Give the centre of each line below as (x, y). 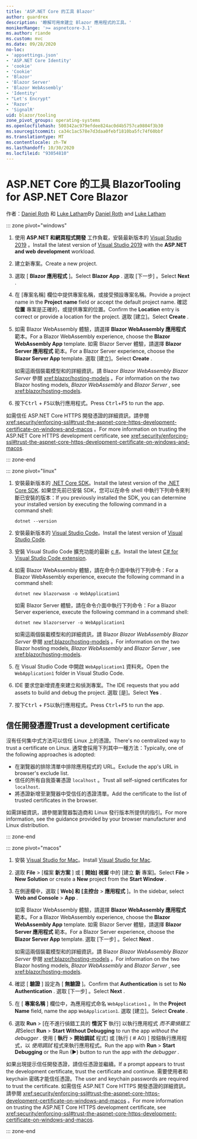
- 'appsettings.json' (32, 55)
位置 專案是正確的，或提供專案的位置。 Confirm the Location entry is (97, 310)
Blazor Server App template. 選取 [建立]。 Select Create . (83, 359)
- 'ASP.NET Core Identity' (39, 60)
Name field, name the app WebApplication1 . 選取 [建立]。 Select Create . (101, 1011)
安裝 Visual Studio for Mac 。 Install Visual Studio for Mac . (83, 860)
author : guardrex (27, 17)
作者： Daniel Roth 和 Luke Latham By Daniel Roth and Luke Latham (86, 214)
